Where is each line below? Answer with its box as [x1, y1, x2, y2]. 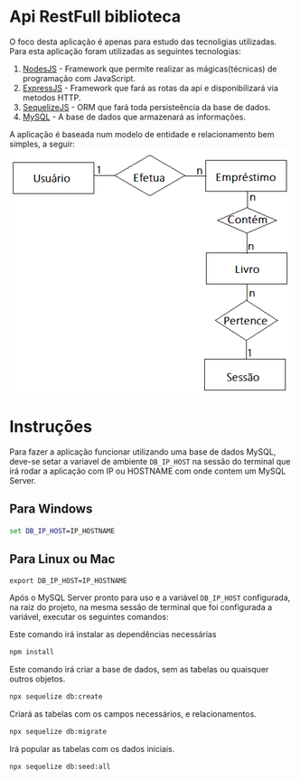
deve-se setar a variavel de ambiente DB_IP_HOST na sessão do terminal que [9, 456, 291, 466]
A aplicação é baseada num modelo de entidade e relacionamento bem [9, 128, 275, 139]
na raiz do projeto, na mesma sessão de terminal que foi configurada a [9, 602, 273, 613]
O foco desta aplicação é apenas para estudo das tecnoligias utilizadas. [9, 36, 277, 47]
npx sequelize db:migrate [9, 728, 107, 737]
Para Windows [9, 502, 93, 517]
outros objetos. [9, 673, 66, 684]
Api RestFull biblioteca [9, 6, 182, 27]
